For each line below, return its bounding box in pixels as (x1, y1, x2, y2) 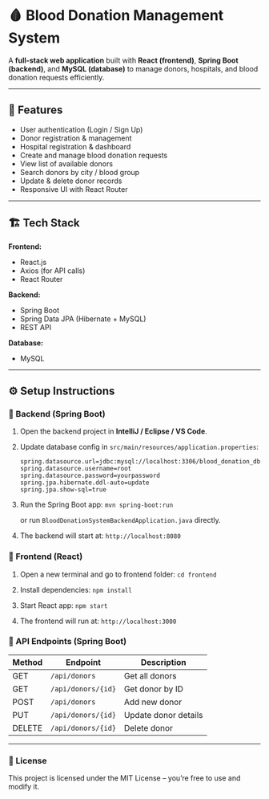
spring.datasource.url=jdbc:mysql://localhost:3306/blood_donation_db (19, 458, 261, 466)
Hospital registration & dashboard (19, 141, 131, 151)
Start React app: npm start (19, 600, 108, 610)
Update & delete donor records (19, 176, 122, 185)
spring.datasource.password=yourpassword (19, 471, 160, 480)
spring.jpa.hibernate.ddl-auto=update (19, 479, 150, 487)
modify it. (8, 782, 40, 792)
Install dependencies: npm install (19, 585, 132, 594)
